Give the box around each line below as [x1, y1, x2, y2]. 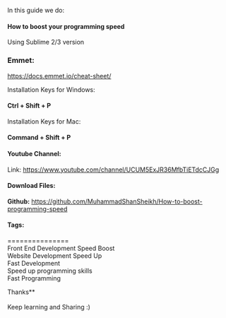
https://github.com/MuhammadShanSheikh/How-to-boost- [31, 197, 203, 206]
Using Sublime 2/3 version [7, 38, 85, 47]
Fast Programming [7, 273, 61, 282]
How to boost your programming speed [7, 22, 125, 30]
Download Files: [7, 182, 56, 190]
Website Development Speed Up [7, 251, 102, 260]
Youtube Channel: [7, 149, 61, 158]
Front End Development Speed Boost [7, 244, 115, 252]
